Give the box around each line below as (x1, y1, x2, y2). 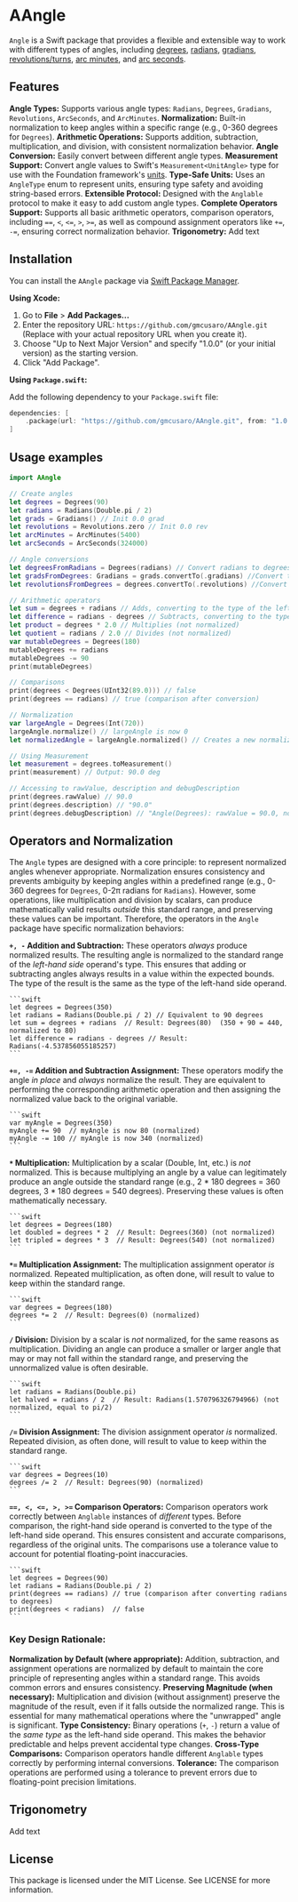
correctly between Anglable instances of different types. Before (9, 1511, 242, 1521)
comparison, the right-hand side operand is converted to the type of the (9, 1521, 273, 1531)
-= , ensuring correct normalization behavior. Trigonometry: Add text (9, 226, 260, 237)
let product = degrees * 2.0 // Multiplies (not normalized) (9, 621, 240, 630)
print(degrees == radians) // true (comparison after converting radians (9, 1589, 288, 1599)
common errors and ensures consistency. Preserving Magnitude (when (9, 1681, 273, 1692)
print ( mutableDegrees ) (9, 662, 93, 671)
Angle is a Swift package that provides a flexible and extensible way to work (9, 35, 286, 45)
